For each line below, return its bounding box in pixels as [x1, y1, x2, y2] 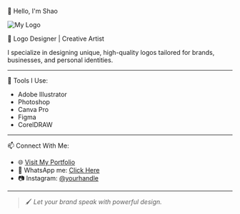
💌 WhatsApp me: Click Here [17, 166, 100, 174]
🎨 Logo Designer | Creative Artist [7, 34, 105, 43]
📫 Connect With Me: [7, 141, 69, 150]
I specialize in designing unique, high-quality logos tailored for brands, [7, 49, 215, 56]
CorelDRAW [17, 121, 53, 128]
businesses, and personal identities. [7, 56, 114, 64]
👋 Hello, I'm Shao [7, 7, 59, 15]
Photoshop [17, 98, 50, 106]
